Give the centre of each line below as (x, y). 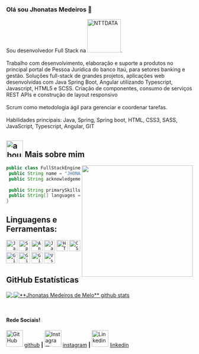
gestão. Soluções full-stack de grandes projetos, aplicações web (85, 76)
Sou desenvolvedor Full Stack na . (64, 50)
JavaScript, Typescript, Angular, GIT (50, 127)
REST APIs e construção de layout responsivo (62, 95)
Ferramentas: (32, 229)
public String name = (35, 173)
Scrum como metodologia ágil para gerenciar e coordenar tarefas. (87, 108)
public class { (49, 168)
